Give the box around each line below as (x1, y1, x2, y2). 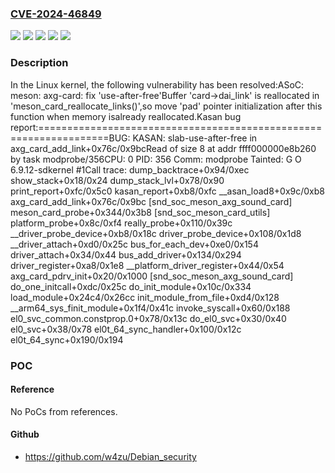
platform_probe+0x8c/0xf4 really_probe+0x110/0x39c (10, 217, 233, 229)
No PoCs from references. (10, 405, 118, 417)
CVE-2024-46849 (10, 7, 102, 21)
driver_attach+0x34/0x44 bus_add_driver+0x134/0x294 (10, 248, 242, 261)
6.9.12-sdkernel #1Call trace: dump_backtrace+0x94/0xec (10, 163, 250, 176)
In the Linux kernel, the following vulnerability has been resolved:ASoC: (10, 78, 305, 91)
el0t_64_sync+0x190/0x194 (10, 333, 124, 346)
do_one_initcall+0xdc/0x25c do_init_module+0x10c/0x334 (10, 280, 252, 292)
